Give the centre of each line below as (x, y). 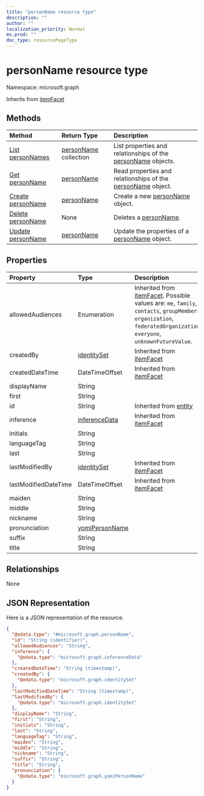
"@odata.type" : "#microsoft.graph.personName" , (73, 634)
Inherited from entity (164, 406)
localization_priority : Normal (46, 29)
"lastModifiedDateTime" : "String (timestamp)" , (73, 691)
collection (76, 157)
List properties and (140, 146)
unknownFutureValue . (163, 341)
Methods (24, 119)
